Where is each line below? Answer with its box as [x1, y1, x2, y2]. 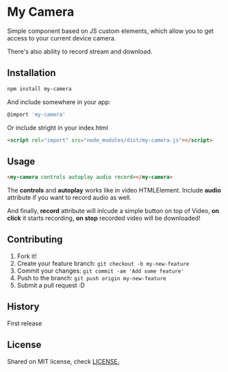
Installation [7, 67, 56, 79]
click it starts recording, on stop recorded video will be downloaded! [7, 214, 201, 223]
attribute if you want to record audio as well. [7, 193, 131, 202]
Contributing [7, 234, 63, 245]
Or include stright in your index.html [7, 123, 108, 132]
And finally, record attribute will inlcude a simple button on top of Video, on [7, 207, 219, 215]
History [7, 301, 40, 312]
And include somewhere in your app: [7, 97, 111, 106]
